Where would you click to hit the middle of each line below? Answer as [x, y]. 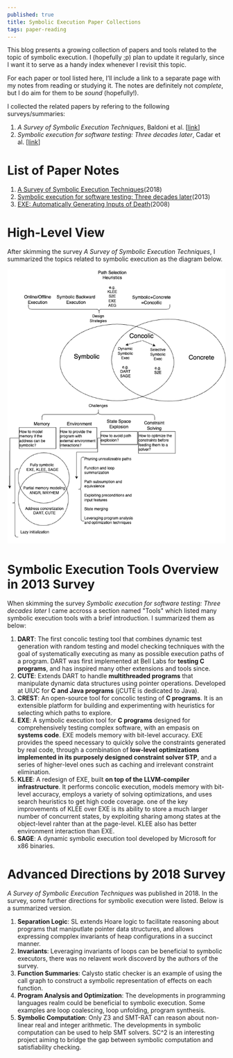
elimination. [34, 772]
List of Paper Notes [63, 170]
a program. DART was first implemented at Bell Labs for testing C [111, 662]
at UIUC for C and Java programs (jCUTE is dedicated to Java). [108, 691]
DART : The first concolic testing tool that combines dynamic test [110, 639]
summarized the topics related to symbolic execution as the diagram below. [115, 259]
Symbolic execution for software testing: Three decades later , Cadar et [119, 135]
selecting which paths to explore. [64, 713]
